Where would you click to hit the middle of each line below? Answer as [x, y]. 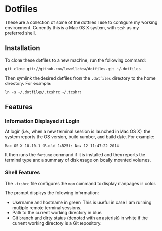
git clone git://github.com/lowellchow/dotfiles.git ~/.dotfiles [73, 69]
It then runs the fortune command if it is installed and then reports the [75, 155]
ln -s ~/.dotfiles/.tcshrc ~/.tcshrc [43, 92]
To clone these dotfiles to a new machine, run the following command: [76, 60]
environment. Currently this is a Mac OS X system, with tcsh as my [72, 27]
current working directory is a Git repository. [57, 223]
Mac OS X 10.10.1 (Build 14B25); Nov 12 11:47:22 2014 [62, 146]
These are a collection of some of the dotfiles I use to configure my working [81, 22]
